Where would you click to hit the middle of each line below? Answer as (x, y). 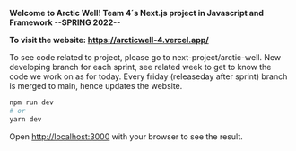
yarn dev (26, 119)
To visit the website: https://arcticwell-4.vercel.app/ (109, 40)
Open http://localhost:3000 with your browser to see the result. (126, 136)
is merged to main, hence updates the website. (96, 86)
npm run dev (31, 102)
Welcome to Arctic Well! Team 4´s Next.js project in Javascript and (137, 13)
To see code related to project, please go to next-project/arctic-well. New (145, 57)
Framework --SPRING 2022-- (65, 22)
